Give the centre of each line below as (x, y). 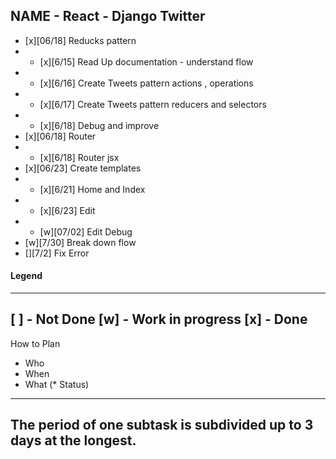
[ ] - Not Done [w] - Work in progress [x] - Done (159, 319)
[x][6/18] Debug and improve (99, 125)
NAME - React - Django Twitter (108, 16)
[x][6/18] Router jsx (79, 157)
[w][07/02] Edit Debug (86, 231)
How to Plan (35, 343)
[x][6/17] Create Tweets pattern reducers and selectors (153, 104)
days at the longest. (73, 440)
